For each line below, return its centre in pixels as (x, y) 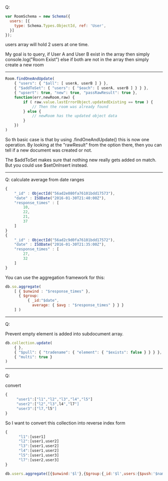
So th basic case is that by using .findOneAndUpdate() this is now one (77, 139)
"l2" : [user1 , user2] (38, 441)
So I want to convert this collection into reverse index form (65, 423)
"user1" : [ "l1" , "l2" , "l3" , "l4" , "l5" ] (54, 399)
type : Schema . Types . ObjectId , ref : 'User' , (60, 26)
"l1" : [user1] (32, 437)
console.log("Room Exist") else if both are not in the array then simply (77, 60)
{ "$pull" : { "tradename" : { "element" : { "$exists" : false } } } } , (88, 352)
